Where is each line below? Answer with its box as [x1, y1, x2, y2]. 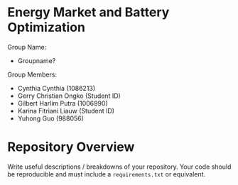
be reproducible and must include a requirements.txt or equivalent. [7, 169, 206, 178]
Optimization [7, 19, 85, 35]
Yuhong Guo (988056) [17, 114, 84, 123]
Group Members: [7, 70, 58, 79]
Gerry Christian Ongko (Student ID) [17, 91, 121, 100]
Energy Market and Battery [7, 4, 170, 21]
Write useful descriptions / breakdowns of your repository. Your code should [7, 162, 232, 171]
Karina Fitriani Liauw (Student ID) [17, 106, 115, 115]
